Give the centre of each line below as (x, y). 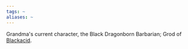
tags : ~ (16, 12)
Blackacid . (19, 40)
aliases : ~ (20, 17)
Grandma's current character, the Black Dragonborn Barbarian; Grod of (94, 34)
